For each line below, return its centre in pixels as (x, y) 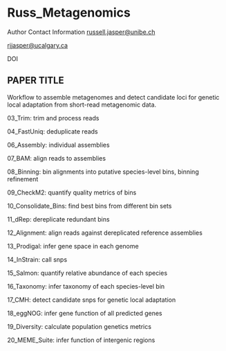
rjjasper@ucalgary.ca (37, 45)
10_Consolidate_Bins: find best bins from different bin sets (90, 206)
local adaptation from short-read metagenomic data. (82, 105)
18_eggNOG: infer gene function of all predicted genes (85, 313)
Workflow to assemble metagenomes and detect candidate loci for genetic (113, 97)
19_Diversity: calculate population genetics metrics (79, 326)
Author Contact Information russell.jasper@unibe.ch (81, 32)
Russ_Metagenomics (69, 13)
